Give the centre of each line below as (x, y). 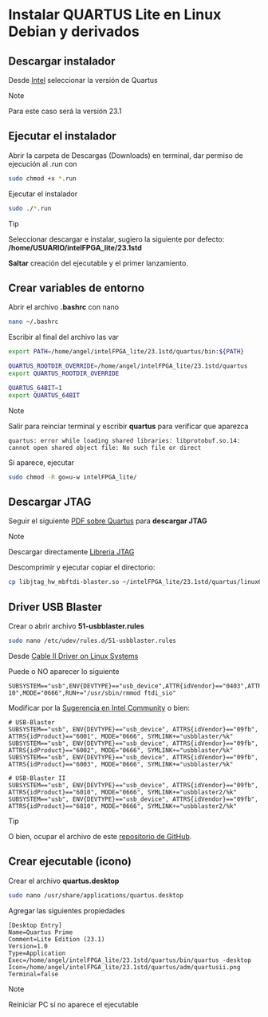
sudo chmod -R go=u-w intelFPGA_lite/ (73, 477)
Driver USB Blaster (55, 607)
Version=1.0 (28, 946)
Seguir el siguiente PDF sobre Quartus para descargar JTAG (108, 521)
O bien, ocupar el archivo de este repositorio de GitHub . (100, 836)
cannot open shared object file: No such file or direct (105, 447)
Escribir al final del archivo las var (64, 337)
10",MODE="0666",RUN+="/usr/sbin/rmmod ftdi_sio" (93, 693)
